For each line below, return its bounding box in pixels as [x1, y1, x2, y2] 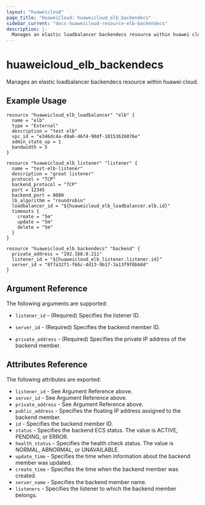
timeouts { [12, 208, 40, 214]
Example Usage [6, 96, 67, 106]
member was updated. [15, 459, 72, 466]
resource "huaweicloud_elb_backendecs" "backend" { [6, 245, 140, 252]
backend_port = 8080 [12, 192, 64, 198]
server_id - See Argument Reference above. [15, 394, 128, 401]
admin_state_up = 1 [12, 139, 62, 145]
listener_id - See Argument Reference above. [15, 387, 133, 394]
